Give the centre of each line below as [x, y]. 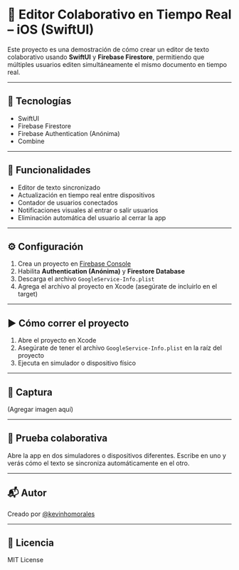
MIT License [26, 560]
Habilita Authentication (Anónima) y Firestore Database [101, 271]
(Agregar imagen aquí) [40, 409]
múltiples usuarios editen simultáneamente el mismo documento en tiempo [117, 64]
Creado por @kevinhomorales [51, 514]
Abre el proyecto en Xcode [57, 341]
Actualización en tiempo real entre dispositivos [86, 195]
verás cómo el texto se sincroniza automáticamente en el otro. [99, 463]
